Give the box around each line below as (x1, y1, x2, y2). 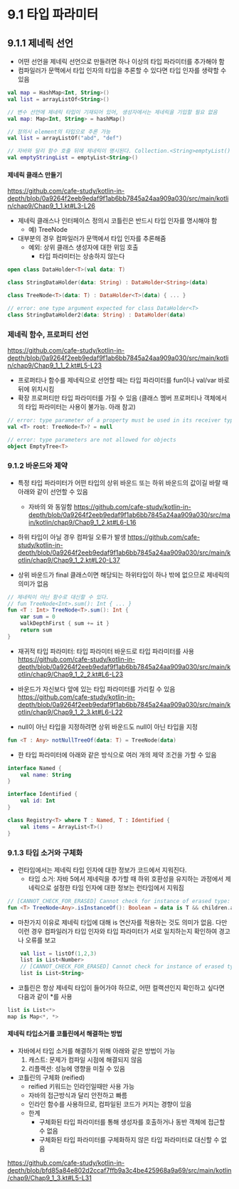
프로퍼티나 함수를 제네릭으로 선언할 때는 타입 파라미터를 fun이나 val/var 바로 (17, 375, 230, 384)
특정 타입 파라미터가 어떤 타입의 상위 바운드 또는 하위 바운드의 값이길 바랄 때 (17, 478, 229, 487)
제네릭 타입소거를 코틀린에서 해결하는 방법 (7, 1029, 122, 1038)
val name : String (20, 771, 72, 779)
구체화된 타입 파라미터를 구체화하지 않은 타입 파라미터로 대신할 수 (38, 1136, 220, 1144)
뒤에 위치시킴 (17, 385, 55, 393)
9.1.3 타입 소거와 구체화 (7, 848, 83, 858)
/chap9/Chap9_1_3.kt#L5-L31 (7, 1174, 92, 1183)
